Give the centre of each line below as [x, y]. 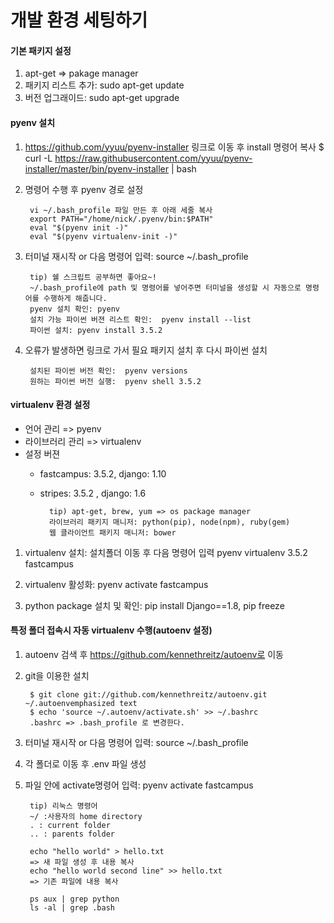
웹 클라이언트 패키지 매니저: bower [112, 532]
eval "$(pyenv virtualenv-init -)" [103, 236]
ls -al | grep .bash [72, 908]
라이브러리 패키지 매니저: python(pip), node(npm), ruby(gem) [169, 522]
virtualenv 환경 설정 [50, 405]
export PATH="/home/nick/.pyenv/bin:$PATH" [121, 219]
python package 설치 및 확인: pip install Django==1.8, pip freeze [154, 605]
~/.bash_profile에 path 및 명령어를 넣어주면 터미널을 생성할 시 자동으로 [165, 287]
